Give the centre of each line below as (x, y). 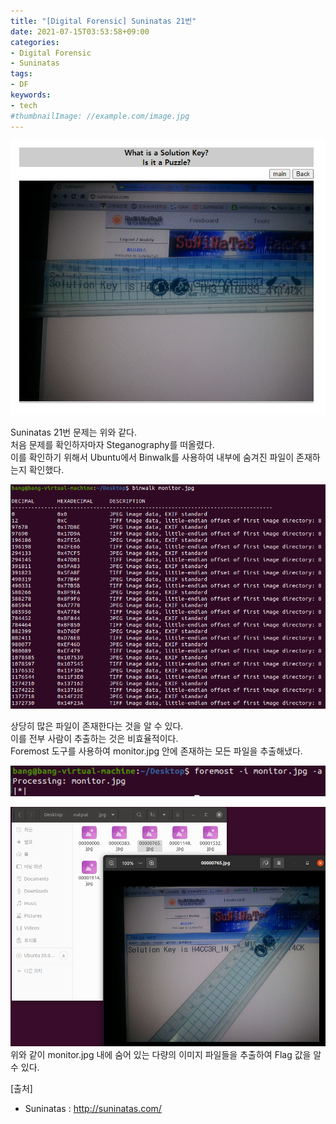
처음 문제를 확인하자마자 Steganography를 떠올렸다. (112, 444)
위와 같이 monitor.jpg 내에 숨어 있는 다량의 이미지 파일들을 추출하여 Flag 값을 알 (166, 1055)
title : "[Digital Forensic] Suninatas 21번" (103, 21)
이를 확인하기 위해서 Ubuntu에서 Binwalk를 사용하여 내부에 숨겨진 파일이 (152, 457)
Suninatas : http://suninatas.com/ (93, 1109)
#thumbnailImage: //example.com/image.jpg (100, 116)
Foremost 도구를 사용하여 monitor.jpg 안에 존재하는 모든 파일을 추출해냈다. (156, 751)
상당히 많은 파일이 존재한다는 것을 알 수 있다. (97, 726)
